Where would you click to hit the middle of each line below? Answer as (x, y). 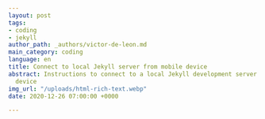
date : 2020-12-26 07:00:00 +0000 (63, 96)
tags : (17, 23)
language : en (30, 60)
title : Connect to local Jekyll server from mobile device (108, 67)
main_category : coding (46, 52)
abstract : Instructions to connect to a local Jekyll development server (133, 74)
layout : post (30, 15)
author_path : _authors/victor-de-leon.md (78, 45)
